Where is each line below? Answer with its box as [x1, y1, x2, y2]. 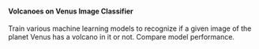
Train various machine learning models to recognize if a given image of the [8, 24, 252, 33]
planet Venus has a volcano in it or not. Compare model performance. [8, 32, 235, 42]
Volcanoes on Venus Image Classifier [8, 6, 134, 16]
